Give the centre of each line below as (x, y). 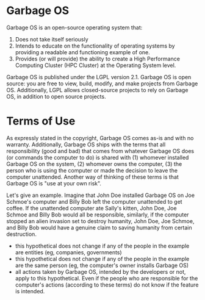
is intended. (30, 291)
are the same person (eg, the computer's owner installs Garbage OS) (102, 265)
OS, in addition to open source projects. (56, 96)
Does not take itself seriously (52, 39)
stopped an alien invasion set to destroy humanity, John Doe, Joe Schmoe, (100, 221)
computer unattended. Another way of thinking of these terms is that (92, 177)
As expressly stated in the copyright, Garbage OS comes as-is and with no (100, 138)
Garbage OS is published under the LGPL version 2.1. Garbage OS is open (99, 77)
